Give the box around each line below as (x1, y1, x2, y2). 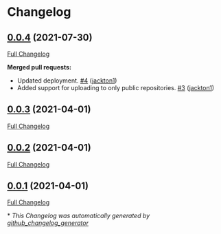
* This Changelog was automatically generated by (7, 211, 150, 220)
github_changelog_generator (7, 219, 89, 227)
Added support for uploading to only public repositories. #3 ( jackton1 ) (16, 84, 215, 92)
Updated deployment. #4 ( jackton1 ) (16, 76, 117, 85)
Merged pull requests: (7, 63, 72, 71)
